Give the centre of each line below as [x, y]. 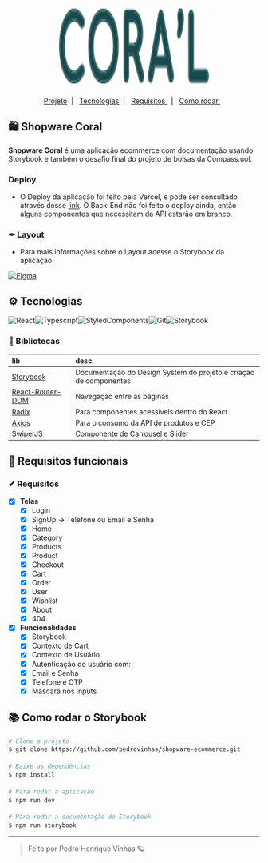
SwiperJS [28, 434]
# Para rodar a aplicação [51, 792]
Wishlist [45, 601]
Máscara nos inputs [64, 691]
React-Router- [37, 392]
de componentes [103, 381]
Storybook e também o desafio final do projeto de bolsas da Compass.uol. [130, 158]
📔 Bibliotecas [34, 342]
